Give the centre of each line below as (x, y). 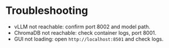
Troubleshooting (47, 11)
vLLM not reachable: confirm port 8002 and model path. (82, 27)
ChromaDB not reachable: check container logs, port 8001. (85, 32)
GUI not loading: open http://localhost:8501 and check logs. (89, 39)
